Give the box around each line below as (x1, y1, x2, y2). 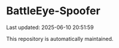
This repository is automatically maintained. (6, 35, 114, 42)
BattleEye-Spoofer (6, 4, 100, 18)
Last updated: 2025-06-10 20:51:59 (6, 24, 94, 31)
